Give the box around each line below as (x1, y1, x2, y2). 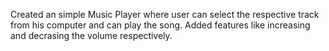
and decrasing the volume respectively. (10, 30, 173, 41)
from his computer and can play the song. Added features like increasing (10, 19, 311, 31)
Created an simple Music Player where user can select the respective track (10, 9, 320, 20)
